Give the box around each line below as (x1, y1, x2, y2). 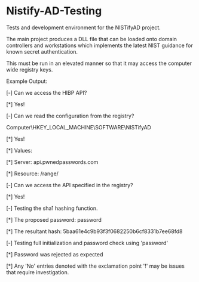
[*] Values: (6, 147, 33, 154)
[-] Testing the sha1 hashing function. (6, 204, 98, 212)
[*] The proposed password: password (6, 216, 102, 223)
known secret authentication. (6, 48, 78, 55)
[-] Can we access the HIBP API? (6, 89, 87, 96)
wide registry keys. (6, 66, 53, 73)
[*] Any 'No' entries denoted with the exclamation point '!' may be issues (6, 262, 185, 269)
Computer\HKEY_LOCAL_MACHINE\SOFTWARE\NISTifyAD (6, 123, 151, 131)
